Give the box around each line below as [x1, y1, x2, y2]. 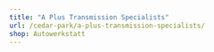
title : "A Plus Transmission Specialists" [9, 12, 169, 22]
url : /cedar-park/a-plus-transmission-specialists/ [9, 21, 205, 30]
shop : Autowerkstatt [9, 29, 86, 38]
